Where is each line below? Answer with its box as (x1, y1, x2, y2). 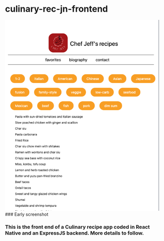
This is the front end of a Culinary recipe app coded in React (5, 223, 150, 230)
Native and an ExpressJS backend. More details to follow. (5, 230, 144, 237)
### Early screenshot (5, 211, 49, 218)
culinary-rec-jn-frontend (5, 3, 108, 15)
